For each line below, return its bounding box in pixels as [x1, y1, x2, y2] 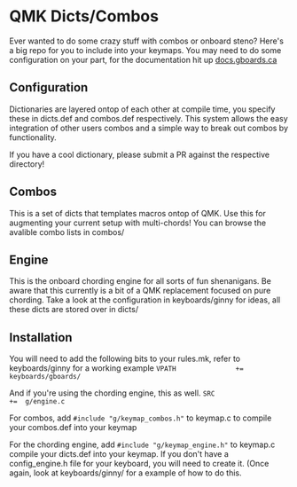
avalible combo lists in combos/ [9, 226, 125, 237]
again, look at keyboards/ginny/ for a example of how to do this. [9, 467, 242, 478]
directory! [9, 158, 45, 169]
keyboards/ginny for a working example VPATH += [9, 363, 244, 373]
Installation [9, 330, 73, 345]
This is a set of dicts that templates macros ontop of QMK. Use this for [9, 208, 266, 218]
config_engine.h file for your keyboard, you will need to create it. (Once [9, 459, 270, 469]
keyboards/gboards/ [9, 373, 82, 381]
